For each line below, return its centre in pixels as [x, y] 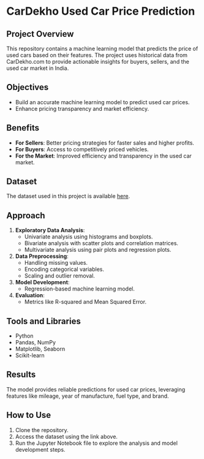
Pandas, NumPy [36, 343]
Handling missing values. [56, 263]
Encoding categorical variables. [64, 269]
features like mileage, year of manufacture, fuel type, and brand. [88, 396]
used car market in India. [38, 68]
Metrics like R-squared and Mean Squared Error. [85, 302]
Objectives [28, 87]
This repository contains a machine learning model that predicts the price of [102, 48]
